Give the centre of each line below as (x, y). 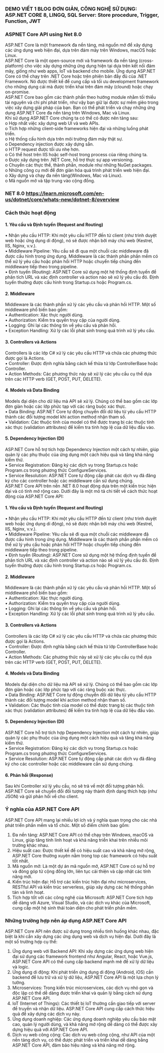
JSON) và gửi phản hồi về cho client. (42, 797)
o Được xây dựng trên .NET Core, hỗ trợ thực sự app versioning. (69, 160)
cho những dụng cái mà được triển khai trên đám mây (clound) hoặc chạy (79, 87)
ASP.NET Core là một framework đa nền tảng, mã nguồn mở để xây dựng (79, 45)
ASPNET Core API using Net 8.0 (44, 34)
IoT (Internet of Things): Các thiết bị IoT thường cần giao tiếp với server (84, 1003)
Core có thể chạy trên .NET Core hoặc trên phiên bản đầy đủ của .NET (76, 76)
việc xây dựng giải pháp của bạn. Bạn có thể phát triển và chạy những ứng (80, 108)
